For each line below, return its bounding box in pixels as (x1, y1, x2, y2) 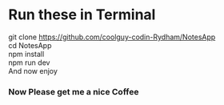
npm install (8, 49, 45, 59)
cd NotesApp (8, 40, 52, 50)
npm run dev (8, 58, 50, 67)
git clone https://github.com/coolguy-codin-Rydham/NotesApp (8, 32, 216, 42)
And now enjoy (8, 66, 58, 75)
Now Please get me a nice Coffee (8, 86, 139, 97)
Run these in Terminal (8, 6, 156, 24)
